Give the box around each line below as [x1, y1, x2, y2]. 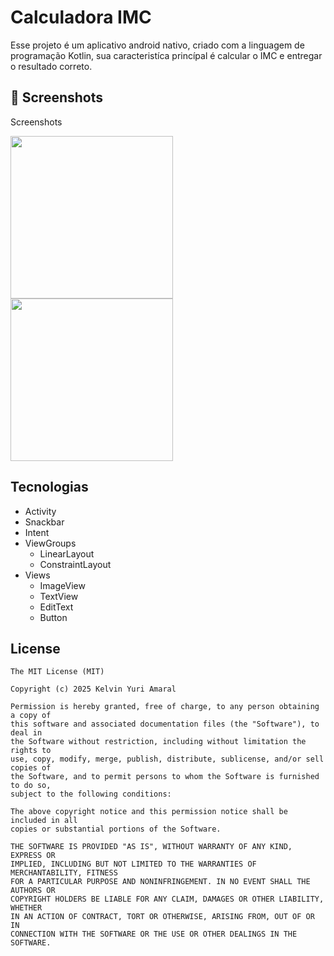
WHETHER [10, 903, 43, 913]
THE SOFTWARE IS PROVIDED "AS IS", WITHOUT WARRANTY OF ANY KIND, [10, 842, 293, 852]
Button [39, 611, 68, 623]
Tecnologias [10, 479, 89, 496]
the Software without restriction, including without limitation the [10, 737, 307, 747]
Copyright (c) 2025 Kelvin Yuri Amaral [10, 684, 177, 695]
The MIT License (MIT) [10, 667, 105, 677]
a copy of [10, 711, 52, 721]
